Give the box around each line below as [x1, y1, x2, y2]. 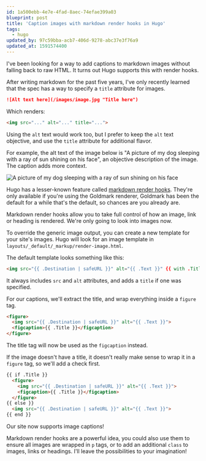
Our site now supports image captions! [6, 423, 104, 430]
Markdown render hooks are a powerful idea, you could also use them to [6, 435, 190, 441]
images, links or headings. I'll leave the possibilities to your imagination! [6, 448, 187, 455]
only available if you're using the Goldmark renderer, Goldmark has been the [6, 192, 199, 200]
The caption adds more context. [6, 162, 88, 169]
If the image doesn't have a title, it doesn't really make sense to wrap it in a [6, 353, 196, 361]
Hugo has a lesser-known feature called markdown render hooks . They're [6, 186, 193, 193]
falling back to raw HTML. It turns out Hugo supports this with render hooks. [6, 66, 199, 73]
